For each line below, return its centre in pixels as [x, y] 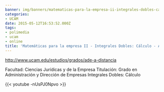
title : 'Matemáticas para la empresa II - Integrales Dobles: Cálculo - [81, 46]
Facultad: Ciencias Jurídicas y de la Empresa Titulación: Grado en [71, 69]
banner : [13, 10]
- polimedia [17, 32]
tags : [10, 28]
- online [14, 42]
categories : [17, 14]
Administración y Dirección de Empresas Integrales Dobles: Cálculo [73, 74]
